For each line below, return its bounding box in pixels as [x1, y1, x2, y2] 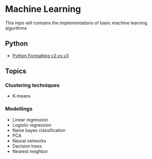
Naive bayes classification [12, 127, 66, 133]
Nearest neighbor [12, 148, 48, 154]
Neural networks [12, 138, 46, 144]
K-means [12, 93, 31, 99]
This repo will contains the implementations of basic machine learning [5, 20, 148, 26]
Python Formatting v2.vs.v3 [12, 53, 69, 58]
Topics [5, 67, 27, 75]
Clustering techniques [5, 82, 60, 89]
